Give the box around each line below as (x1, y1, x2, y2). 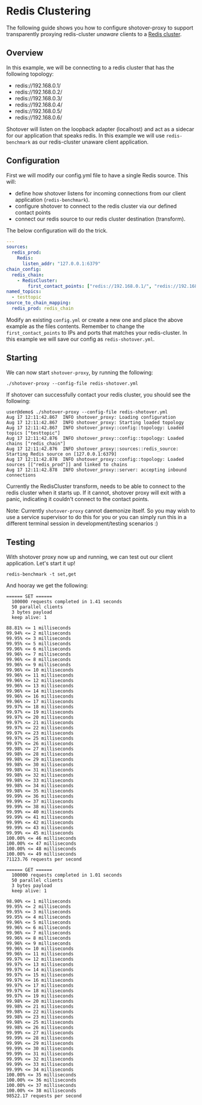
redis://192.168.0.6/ (14, 114, 63, 121)
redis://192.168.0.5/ (14, 107, 63, 115)
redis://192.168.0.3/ (14, 94, 63, 102)
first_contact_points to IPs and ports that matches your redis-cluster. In (6, 329, 188, 336)
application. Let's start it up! (6, 559, 76, 567)
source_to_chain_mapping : (6, 300, 71, 306)
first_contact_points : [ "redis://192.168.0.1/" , (28, 283, 152, 289)
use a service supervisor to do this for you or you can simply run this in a (6, 513, 187, 520)
